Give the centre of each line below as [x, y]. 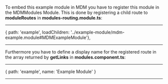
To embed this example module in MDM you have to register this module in [82, 7]
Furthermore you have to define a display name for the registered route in [81, 52]
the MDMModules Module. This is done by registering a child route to [76, 12]
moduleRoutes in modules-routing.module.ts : [54, 18]
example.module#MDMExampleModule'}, [48, 37]
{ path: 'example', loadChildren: [37, 32]
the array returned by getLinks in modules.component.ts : [65, 57]
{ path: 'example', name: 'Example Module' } [51, 71]
